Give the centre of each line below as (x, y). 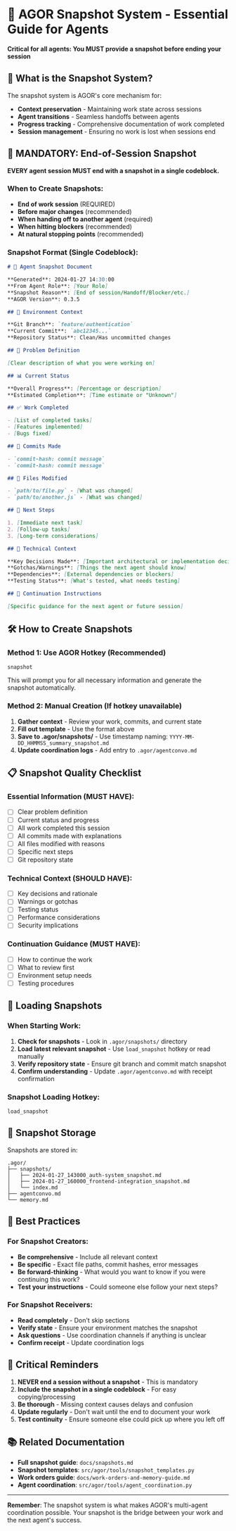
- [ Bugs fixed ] (29, 434)
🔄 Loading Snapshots (55, 1006)
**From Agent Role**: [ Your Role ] (58, 286)
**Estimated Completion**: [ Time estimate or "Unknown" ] (92, 395)
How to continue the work (55, 959)
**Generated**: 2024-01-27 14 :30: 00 (61, 280)
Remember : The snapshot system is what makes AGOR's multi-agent (108, 1505)
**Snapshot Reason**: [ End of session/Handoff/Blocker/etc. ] (99, 292)
